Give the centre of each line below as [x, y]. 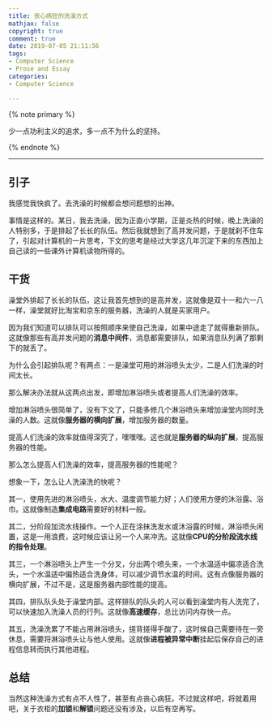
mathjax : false [34, 24]
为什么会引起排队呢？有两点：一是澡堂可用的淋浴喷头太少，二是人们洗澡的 [132, 365]
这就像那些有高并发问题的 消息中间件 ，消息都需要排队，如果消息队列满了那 [132, 338]
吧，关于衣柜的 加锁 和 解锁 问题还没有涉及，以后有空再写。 [104, 708]
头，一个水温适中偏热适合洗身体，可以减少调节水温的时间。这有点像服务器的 [136, 574]
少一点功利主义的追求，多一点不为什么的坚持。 [86, 131]
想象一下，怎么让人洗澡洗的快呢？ [65, 482]
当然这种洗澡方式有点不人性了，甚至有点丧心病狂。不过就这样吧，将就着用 [132, 698]
